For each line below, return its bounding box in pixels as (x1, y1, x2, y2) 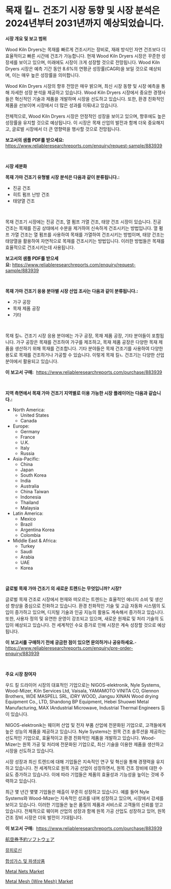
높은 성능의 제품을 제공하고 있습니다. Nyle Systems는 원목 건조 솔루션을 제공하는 (5, 728, 166, 735)
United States (20, 412, 50, 418)
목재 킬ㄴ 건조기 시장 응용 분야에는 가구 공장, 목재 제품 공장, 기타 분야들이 (5, 332, 151, 339)
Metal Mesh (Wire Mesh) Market (5, 878, 74, 884)
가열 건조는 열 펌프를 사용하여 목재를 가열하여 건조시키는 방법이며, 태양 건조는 (10, 231, 165, 238)
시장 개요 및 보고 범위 (5, 35, 47, 42)
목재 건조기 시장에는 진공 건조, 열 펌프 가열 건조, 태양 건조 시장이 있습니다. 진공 (5, 219, 162, 225)
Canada (20, 417, 37, 423)
